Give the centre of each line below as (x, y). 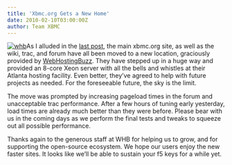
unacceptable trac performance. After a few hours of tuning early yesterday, (116, 104)
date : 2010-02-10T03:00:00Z (48, 20)
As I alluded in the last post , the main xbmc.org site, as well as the (121, 46)
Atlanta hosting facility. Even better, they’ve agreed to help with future (107, 76)
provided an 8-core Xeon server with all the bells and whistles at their (106, 68)
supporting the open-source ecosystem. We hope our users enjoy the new (114, 147)
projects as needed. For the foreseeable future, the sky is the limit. (102, 83)
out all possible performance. (49, 126)
